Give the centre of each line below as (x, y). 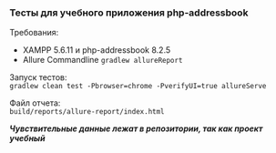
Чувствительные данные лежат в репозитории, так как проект (136, 128)
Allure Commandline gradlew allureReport (102, 60)
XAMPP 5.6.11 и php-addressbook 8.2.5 (97, 50)
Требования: (34, 33)
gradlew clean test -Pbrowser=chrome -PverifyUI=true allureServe (138, 87)
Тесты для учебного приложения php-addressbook (129, 13)
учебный (27, 138)
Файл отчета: (35, 103)
